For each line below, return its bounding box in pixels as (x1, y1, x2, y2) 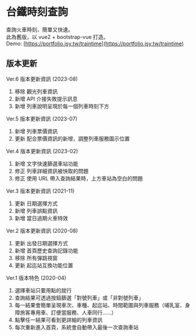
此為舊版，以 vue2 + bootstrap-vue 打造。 (6, 33, 109, 40)
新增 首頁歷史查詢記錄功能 (14, 247, 78, 254)
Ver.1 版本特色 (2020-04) (6, 274, 67, 281)
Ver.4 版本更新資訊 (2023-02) (6, 147, 78, 154)
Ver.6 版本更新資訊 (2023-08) (6, 75, 78, 83)
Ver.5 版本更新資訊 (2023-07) (6, 115, 78, 122)
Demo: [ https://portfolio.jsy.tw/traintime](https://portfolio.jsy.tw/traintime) (6, 39, 184, 47)
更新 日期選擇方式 (14, 200, 58, 207)
